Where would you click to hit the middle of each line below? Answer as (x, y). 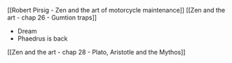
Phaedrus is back (42, 38)
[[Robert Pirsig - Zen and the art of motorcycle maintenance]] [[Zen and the (116, 10)
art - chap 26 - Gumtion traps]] (52, 17)
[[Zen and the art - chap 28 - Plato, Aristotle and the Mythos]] (96, 52)
